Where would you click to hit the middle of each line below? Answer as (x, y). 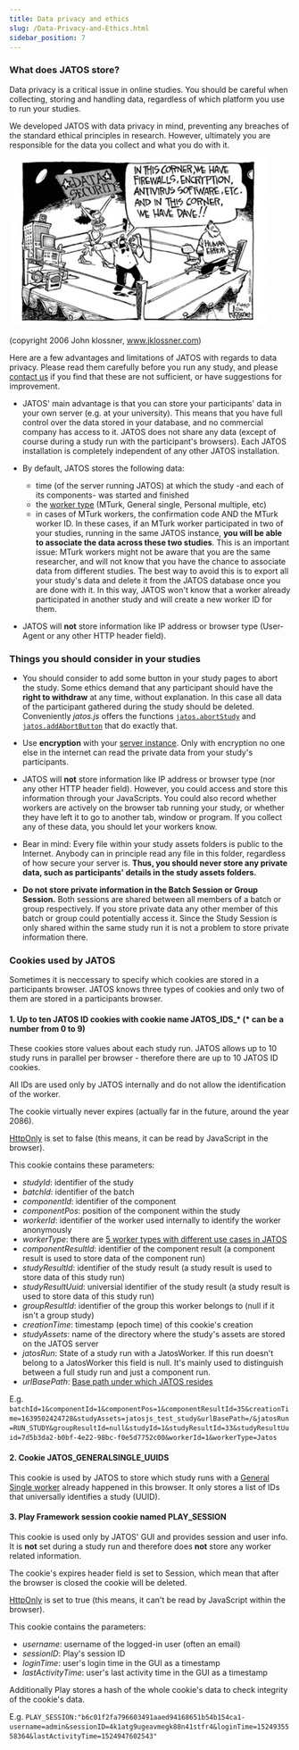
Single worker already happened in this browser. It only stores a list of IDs (145, 1486)
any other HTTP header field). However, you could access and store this (155, 788)
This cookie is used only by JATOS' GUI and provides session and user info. (149, 1536)
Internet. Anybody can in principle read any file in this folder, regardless (154, 853)
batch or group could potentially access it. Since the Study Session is (149, 918)
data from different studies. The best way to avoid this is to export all (162, 571)
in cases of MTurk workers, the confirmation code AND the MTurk (157, 514)
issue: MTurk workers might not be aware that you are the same (153, 552)
